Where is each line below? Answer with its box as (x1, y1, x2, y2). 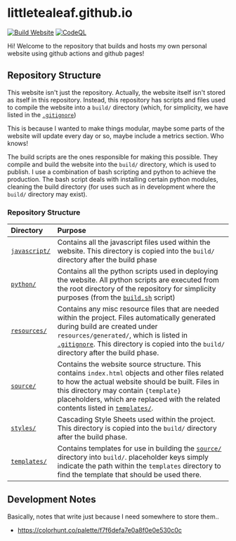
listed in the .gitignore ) (7, 110, 77, 119)
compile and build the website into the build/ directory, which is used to (7, 160, 216, 168)
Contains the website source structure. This (57, 359, 202, 369)
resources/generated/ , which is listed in (57, 330, 188, 340)
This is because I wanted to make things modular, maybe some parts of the (7, 124, 225, 133)
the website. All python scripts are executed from (57, 275, 220, 285)
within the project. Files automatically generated (57, 313, 216, 323)
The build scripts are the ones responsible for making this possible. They (7, 152, 218, 161)
